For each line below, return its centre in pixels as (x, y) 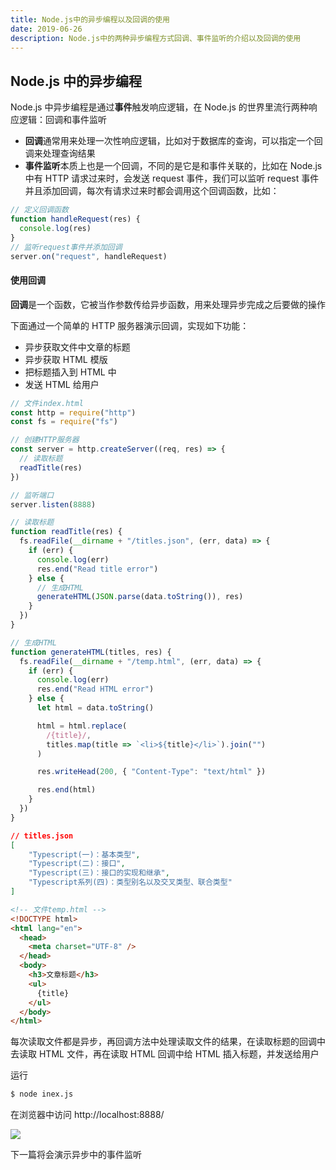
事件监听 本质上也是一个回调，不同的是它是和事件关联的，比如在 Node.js (173, 166)
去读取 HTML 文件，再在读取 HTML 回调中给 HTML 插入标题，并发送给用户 (165, 1054)
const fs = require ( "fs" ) (64, 422)
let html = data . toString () (95, 708)
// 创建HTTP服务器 (45, 440)
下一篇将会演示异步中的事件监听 (76, 1155)
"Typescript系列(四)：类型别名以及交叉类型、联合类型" (130, 882)
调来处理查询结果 (60, 153)
